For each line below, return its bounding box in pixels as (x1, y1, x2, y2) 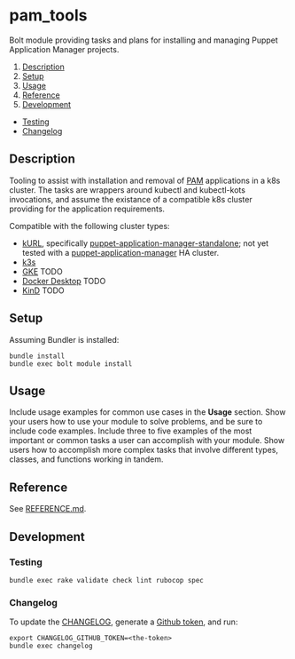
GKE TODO (21, 266, 64, 276)
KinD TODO (21, 285, 65, 296)
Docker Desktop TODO (21, 275, 106, 286)
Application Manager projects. (9, 44, 120, 54)
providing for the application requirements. (9, 203, 166, 214)
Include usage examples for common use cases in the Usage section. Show (9, 407, 286, 417)
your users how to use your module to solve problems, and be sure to (9, 417, 263, 427)
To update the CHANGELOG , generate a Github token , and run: (9, 616, 238, 627)
